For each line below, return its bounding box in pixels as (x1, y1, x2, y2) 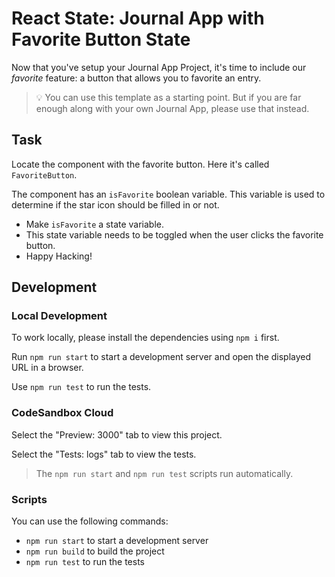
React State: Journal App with (11, 7, 265, 30)
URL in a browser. (11, 362, 84, 374)
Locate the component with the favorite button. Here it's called (11, 158, 270, 170)
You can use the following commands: (11, 515, 169, 527)
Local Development (11, 309, 108, 323)
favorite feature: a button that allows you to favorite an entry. (11, 72, 262, 84)
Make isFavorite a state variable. (25, 218, 165, 230)
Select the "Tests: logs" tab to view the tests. (11, 448, 197, 460)
